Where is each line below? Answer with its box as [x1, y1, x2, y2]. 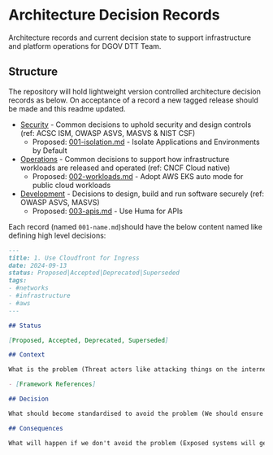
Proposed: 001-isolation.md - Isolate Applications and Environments [32, 137, 260, 147]
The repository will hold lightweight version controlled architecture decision [8, 86, 262, 96]
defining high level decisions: [8, 230, 106, 240]
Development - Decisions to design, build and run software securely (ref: [19, 189, 265, 199]
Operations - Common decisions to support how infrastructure [19, 154, 230, 164]
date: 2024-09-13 [8, 261, 67, 269]
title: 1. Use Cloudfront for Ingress [8, 254, 140, 262]
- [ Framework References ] [8, 380, 96, 388]
